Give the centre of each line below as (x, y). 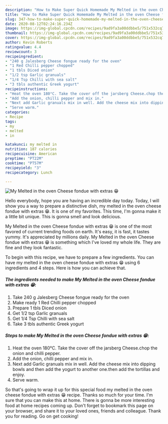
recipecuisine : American (31, 154)
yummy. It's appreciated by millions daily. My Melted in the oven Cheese (79, 237)
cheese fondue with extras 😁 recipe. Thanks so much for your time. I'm (79, 395)
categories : (17, 112)
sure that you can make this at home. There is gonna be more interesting (80, 400)
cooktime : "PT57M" (24, 163)
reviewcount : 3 (21, 52)
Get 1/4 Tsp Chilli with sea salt (43, 319)
